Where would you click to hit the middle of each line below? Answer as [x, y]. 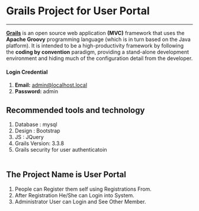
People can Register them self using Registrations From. [83, 189]
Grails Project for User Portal [78, 11]
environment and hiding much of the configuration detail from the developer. [99, 58]
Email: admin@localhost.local [51, 85]
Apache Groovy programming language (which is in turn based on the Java [98, 39]
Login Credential [27, 72]
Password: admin [36, 92]
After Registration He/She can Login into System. [74, 195]
